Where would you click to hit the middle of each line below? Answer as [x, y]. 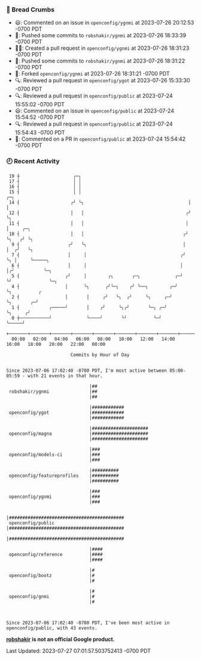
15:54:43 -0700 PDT [40, 133]
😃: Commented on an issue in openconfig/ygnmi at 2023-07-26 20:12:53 [104, 23]
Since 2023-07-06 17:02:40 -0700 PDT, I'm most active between [87, 371]
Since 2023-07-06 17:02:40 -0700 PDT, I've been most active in [88, 623]
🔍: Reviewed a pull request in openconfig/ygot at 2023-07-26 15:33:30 [102, 80]
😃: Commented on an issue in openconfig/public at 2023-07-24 [95, 111]
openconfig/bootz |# [52, 575]
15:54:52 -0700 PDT [39, 117]
